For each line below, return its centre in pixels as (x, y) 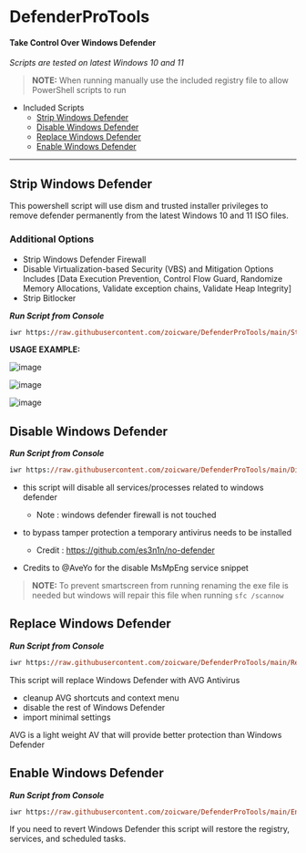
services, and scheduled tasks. (68, 839)
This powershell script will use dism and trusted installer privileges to (139, 206)
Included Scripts (53, 108)
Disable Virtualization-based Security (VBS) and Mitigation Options (148, 269)
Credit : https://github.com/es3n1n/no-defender (126, 550)
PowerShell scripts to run (79, 90)
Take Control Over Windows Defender (83, 42)
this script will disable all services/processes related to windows (143, 488)
